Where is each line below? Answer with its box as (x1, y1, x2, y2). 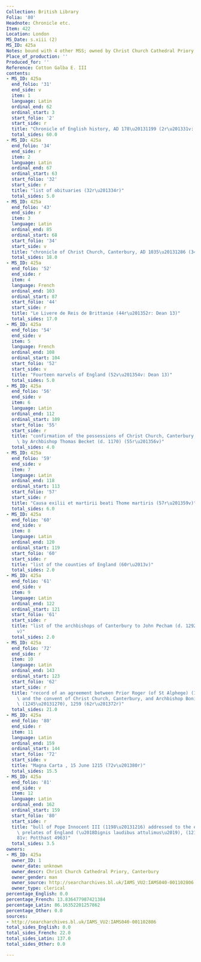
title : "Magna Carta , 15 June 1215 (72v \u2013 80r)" (11, 763, 146, 769)
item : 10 (11, 656, 33, 662)
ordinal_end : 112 (11, 411, 55, 417)
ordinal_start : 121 (11, 606, 60, 613)
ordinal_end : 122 (11, 600, 55, 607)
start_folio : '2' (11, 115, 55, 121)
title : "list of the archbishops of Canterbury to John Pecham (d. (11, 623, 184, 629)
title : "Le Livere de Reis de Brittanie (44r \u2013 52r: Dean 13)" (11, 310, 181, 316)
